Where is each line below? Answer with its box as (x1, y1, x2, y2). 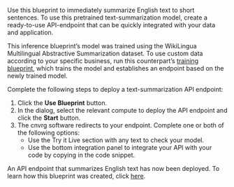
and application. (7, 28, 54, 36)
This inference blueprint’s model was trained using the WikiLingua (7, 42, 197, 50)
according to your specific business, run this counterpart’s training (7, 57, 199, 65)
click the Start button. (17, 113, 81, 122)
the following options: (17, 129, 80, 137)
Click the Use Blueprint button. (17, 99, 107, 107)
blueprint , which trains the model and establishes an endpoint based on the (7, 64, 225, 72)
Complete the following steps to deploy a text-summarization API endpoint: (7, 85, 224, 93)
